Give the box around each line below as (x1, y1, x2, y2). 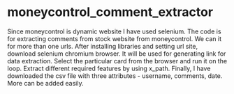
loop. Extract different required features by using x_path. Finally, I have (7, 64, 211, 72)
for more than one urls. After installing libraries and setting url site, (7, 42, 198, 50)
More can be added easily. (7, 79, 84, 87)
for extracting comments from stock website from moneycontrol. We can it (7, 34, 222, 42)
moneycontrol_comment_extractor (7, 4, 214, 20)
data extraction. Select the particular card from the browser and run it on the (7, 56, 228, 65)
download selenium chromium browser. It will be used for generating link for (7, 49, 226, 58)
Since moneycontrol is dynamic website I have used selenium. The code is (7, 27, 221, 36)
